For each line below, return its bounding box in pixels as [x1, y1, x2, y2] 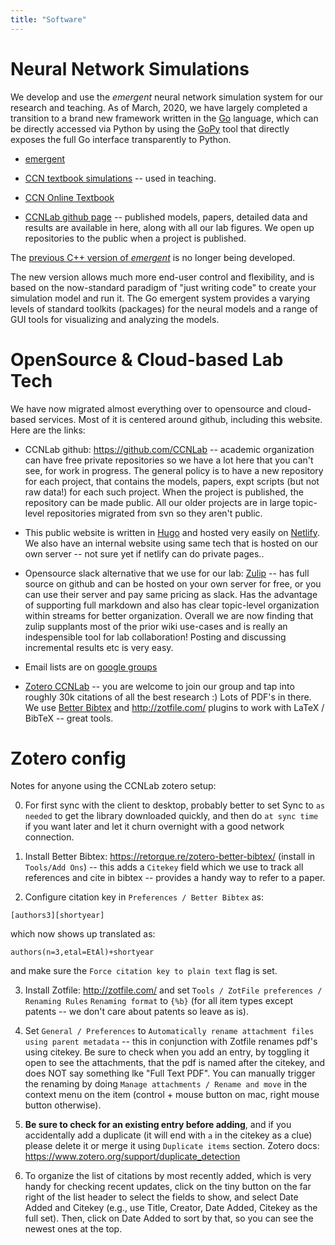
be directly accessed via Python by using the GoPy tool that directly [10, 122, 290, 135]
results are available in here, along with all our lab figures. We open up [24, 221, 315, 233]
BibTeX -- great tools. [24, 712, 114, 724]
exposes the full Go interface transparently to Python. [10, 133, 232, 145]
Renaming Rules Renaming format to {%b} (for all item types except [24, 995, 294, 1007]
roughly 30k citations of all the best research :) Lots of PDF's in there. [24, 691, 312, 703]
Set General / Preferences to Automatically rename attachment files [24, 1025, 315, 1037]
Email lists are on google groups [24, 661, 158, 673]
